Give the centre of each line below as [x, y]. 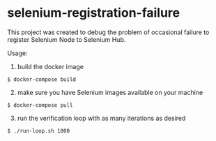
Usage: [17, 53]
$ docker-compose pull [40, 105]
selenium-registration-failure [94, 13]
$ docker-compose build [42, 79]
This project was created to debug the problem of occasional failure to [108, 32]
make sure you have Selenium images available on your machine [110, 92]
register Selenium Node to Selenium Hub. [67, 39]
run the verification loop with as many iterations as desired [101, 118]
